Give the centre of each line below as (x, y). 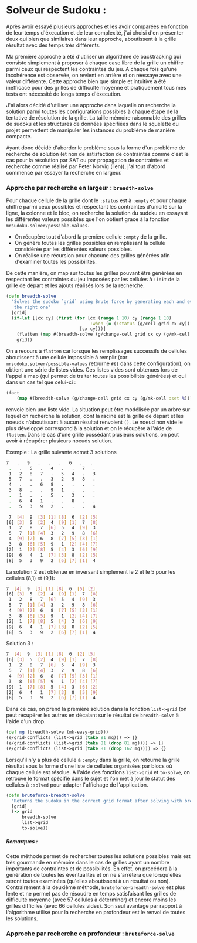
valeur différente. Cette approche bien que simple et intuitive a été (86, 81)
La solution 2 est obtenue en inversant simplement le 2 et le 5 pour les (91, 571)
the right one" (32, 307)
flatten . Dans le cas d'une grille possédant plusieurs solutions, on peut (92, 434)
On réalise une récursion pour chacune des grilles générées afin (92, 256)
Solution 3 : (20, 644)
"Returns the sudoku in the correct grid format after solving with (97, 801)
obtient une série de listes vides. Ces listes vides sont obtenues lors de (92, 370)
